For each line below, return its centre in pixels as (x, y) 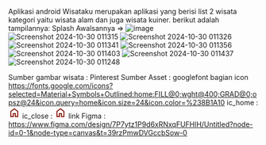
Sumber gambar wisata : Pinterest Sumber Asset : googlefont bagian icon (128, 77)
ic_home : (242, 103)
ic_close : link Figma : (64, 116)
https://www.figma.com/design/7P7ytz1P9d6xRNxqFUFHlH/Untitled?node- (131, 124)
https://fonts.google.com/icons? (61, 86)
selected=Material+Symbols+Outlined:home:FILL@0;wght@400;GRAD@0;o (133, 94)
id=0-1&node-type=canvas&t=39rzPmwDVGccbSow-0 (98, 133)
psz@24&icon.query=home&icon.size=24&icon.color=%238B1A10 (117, 103)
